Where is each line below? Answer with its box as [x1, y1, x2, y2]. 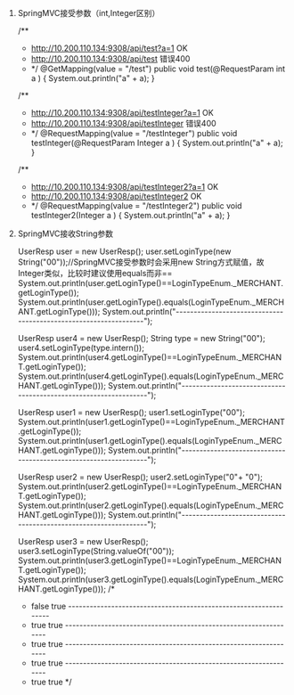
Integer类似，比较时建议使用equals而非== [17, 268, 173, 278]
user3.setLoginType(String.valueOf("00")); [17, 546, 175, 556]
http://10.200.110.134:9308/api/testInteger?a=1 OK [30, 108, 214, 118]
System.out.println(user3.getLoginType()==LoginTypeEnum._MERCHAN [17, 555, 282, 566]
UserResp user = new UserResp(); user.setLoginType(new [17, 246, 232, 257]
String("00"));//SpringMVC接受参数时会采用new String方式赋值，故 [17, 257, 265, 267]
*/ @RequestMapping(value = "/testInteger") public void [30, 128, 238, 138]
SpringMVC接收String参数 [17, 228, 114, 239]
